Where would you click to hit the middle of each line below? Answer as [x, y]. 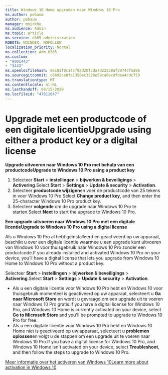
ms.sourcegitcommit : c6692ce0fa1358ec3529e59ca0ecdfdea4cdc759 [73, 75]
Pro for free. [25, 320]
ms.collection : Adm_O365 [31, 52]
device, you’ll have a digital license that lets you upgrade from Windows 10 [82, 258]
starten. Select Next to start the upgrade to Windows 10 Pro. [74, 212]
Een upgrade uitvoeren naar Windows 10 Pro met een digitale [70, 222]
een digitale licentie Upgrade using [78, 129]
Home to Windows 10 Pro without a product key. [55, 263]
